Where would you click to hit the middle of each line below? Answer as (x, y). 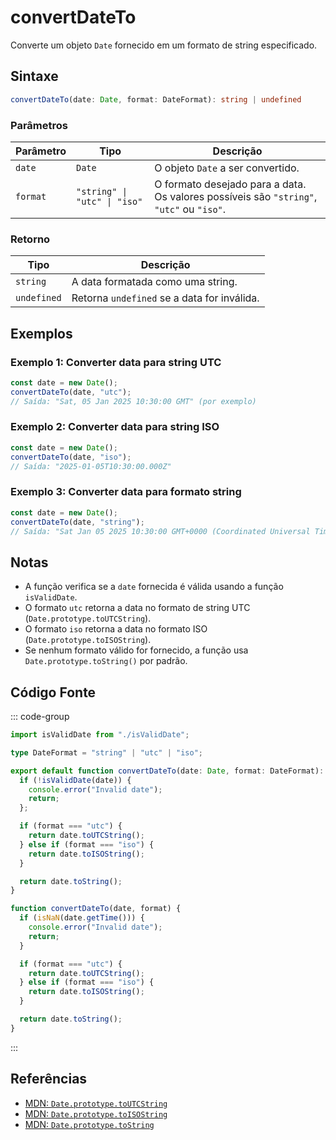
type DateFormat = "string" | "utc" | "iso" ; (106, 752)
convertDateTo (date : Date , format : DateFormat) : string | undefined (156, 99)
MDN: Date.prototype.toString (89, 1124)
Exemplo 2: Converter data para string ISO (115, 427)
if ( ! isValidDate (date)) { (75, 780)
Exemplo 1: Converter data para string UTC (116, 362)
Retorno (30, 239)
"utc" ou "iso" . (190, 209)
